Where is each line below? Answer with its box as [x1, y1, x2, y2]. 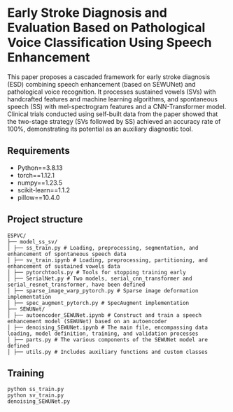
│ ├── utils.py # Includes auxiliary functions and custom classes [7, 348, 209, 355]
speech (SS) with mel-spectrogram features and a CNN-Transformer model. [7, 102, 227, 111]
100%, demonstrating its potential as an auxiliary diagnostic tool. [7, 125, 194, 133]
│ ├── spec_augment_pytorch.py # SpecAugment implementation [7, 299, 190, 306]
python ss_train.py [7, 386, 64, 393]
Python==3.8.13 [17, 163, 63, 172]
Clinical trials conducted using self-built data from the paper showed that [7, 110, 218, 118]
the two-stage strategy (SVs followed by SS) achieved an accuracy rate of [7, 117, 221, 125]
